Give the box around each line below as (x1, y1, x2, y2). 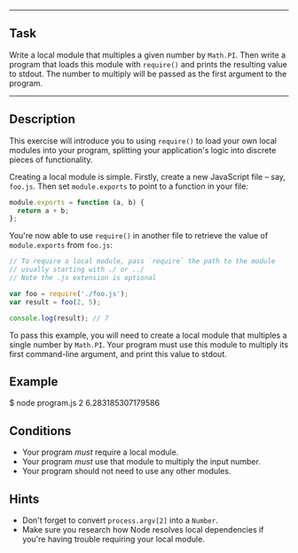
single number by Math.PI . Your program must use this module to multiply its (9, 339, 289, 350)
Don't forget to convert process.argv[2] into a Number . (21, 515, 219, 526)
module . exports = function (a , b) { (9, 198, 145, 206)
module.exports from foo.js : (9, 240, 113, 251)
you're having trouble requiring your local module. (21, 534, 206, 544)
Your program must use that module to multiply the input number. (21, 456, 262, 467)
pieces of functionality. (9, 154, 93, 165)
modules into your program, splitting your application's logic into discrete (9, 144, 277, 155)
